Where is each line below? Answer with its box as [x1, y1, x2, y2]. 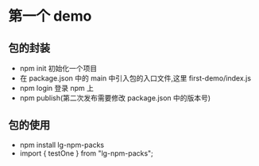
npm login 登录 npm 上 [19, 84, 94, 92]
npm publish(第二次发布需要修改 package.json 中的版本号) [19, 93, 211, 103]
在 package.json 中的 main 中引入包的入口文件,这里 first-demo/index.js [19, 74, 252, 83]
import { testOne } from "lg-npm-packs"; [19, 148, 153, 158]
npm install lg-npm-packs [19, 140, 105, 149]
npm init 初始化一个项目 [19, 64, 98, 73]
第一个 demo [8, 7, 92, 25]
